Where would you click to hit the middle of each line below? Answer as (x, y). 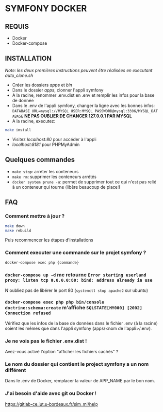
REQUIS (17, 27)
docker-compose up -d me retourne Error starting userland (76, 275)
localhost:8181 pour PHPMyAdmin (46, 144)
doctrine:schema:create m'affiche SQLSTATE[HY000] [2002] (74, 308)
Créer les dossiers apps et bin (42, 85)
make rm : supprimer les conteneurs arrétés (54, 177)
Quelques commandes (40, 160)
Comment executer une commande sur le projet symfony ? (76, 252)
